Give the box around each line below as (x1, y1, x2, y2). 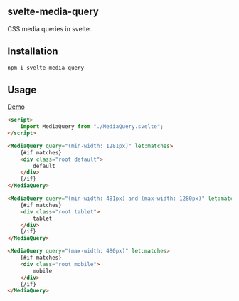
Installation (7, 46, 58, 58)
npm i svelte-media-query (7, 64, 84, 71)
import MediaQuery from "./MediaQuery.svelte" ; (20, 123, 164, 130)
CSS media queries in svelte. (7, 24, 92, 33)
